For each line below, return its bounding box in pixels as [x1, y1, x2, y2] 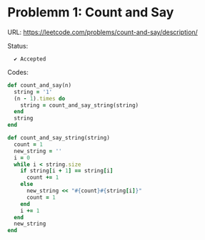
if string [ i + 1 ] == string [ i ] [20, 167, 114, 174]
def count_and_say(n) [7, 81, 72, 89]
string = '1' [14, 88, 53, 95]
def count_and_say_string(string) [7, 135, 111, 142]
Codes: [7, 68, 29, 76]
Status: [7, 41, 29, 50]
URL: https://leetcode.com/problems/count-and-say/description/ [7, 28, 198, 36]
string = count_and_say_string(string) [20, 101, 139, 109]
